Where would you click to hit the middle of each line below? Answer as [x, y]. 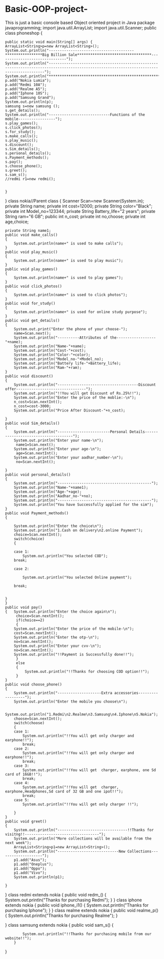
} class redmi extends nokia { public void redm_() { [56, 894]
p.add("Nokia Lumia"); [28, 80]
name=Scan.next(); [32, 333]
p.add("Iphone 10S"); [27, 93]
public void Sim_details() [32, 423]
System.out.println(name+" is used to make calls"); [69, 243]
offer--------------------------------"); [49, 389]
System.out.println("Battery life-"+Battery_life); [67, 363]
